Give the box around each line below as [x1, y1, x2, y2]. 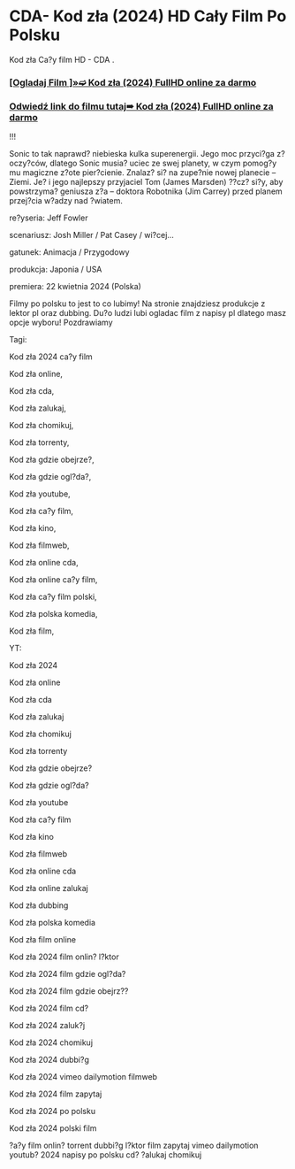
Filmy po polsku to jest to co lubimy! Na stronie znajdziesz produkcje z [9, 298, 266, 309]
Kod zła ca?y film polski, [9, 591, 97, 603]
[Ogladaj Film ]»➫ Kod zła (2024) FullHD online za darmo [9, 76, 257, 88]
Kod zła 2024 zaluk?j [9, 1020, 86, 1031]
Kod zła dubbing [9, 900, 69, 911]
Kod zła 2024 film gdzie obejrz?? [9, 986, 129, 996]
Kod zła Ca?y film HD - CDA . [9, 54, 115, 65]
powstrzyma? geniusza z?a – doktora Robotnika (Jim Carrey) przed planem [9, 186, 283, 196]
